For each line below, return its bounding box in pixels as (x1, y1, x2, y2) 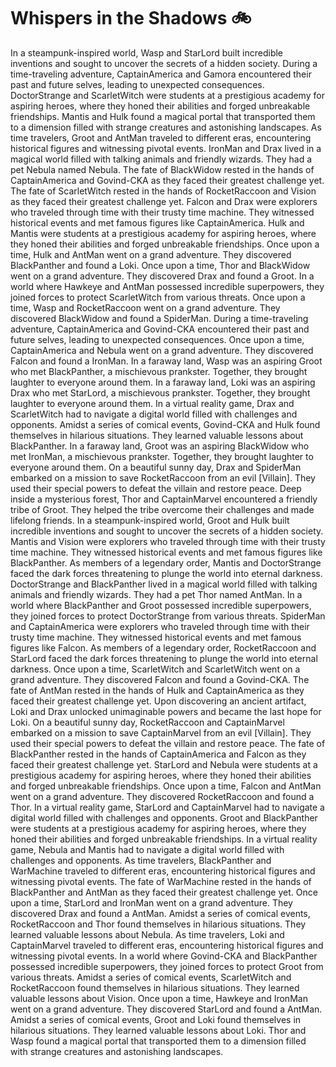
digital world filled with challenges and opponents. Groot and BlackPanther (10, 811, 318, 824)
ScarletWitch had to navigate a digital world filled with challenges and (10, 408, 298, 420)
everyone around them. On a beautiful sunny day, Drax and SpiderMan (10, 461, 302, 473)
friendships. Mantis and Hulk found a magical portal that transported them (10, 110, 316, 122)
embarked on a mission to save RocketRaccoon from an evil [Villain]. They (10, 471, 316, 484)
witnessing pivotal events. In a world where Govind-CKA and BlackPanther (10, 950, 318, 962)
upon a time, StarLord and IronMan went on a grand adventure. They (10, 896, 293, 909)
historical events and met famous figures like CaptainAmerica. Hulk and (10, 216, 305, 229)
